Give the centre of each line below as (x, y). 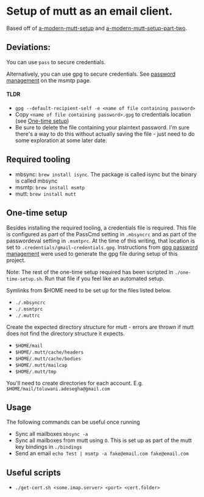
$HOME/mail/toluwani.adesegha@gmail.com (58, 389)
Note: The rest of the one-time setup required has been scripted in (90, 272)
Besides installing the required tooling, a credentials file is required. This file (101, 228)
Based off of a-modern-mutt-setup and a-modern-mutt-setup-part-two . (97, 28)
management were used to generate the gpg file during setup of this (92, 253)
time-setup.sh (24, 279)
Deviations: (28, 47)
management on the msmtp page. (49, 80)
